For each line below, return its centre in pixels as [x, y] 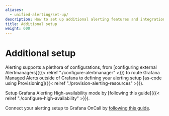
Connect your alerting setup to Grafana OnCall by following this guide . [78, 108]
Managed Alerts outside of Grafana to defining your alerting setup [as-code [83, 78]
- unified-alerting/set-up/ [39, 15]
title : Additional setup [31, 24]
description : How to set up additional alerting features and [72, 19]
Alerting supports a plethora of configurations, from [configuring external [81, 67]
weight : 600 [18, 29]
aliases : [14, 10]
